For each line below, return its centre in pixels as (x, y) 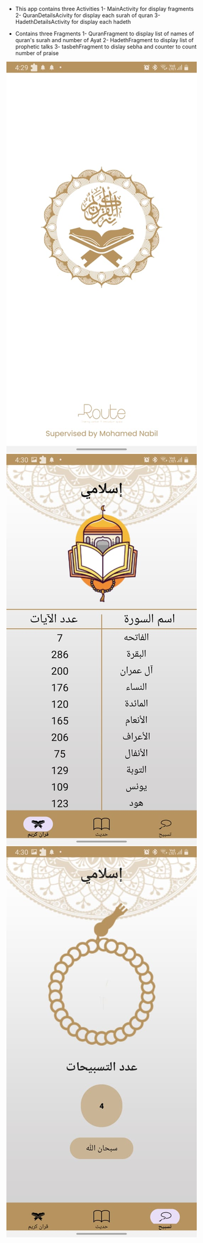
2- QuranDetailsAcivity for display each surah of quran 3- (88, 15)
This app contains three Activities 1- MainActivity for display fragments (104, 9)
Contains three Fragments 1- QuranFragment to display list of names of (105, 34)
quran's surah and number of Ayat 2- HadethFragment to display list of (104, 40)
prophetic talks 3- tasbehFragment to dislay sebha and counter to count (106, 46)
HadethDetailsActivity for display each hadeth (73, 22)
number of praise (37, 53)
